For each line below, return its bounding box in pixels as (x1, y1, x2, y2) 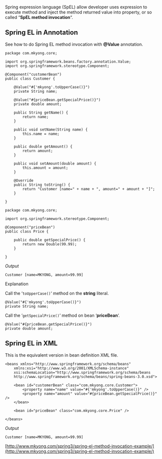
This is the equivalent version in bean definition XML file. (5, 352, 118, 358)
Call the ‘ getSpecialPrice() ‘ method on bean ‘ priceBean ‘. (5, 312, 120, 318)
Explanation (5, 281, 29, 287)
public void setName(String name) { (14, 127, 88, 132)
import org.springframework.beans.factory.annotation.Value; (5, 59, 131, 64)
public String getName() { (14, 110, 68, 115)
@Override (14, 178, 34, 183)
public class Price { (5, 229, 49, 234)
